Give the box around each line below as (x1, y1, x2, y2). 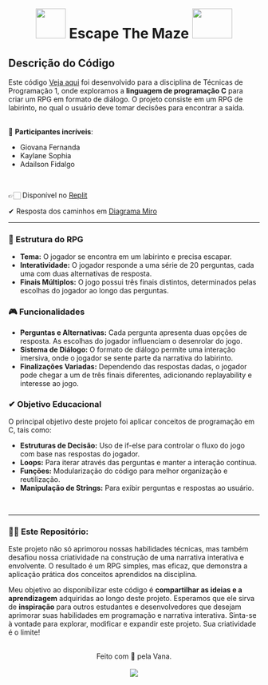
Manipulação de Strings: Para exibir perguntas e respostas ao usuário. (19, 483, 254, 492)
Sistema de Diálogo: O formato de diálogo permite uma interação (19, 344, 236, 354)
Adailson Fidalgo (19, 160, 76, 169)
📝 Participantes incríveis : (8, 127, 93, 136)
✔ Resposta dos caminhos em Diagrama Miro (8, 206, 158, 216)
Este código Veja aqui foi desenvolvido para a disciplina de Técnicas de (8, 78, 243, 87)
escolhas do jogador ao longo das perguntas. (19, 286, 169, 296)
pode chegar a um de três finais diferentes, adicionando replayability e (19, 370, 253, 380)
